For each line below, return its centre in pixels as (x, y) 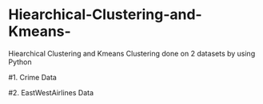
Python (20, 62)
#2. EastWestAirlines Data (51, 92)
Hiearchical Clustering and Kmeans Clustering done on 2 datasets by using (132, 53)
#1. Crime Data (33, 77)
